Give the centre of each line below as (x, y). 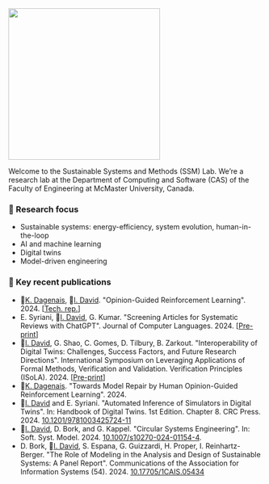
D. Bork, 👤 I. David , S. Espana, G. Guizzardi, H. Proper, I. (112, 446)
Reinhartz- (223, 446)
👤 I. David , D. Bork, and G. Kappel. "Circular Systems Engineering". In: (135, 428)
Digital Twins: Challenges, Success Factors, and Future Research (128, 351)
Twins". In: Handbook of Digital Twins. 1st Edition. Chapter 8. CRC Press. (140, 411)
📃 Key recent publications (60, 282)
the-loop (35, 236)
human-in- (234, 227)
